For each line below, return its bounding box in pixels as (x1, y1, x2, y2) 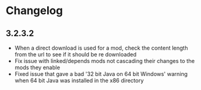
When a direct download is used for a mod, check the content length (14, 44, 188, 51)
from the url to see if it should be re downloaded (14, 51, 137, 58)
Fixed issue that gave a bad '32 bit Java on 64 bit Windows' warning (14, 70, 188, 77)
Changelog (6, 4, 63, 18)
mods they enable (14, 64, 61, 71)
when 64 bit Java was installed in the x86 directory (14, 77, 144, 84)
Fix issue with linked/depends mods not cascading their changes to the (14, 58, 195, 64)
